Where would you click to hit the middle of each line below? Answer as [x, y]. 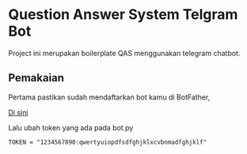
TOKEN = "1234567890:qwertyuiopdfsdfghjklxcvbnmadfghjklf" [108, 142]
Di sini [18, 112]
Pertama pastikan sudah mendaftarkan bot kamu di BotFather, [109, 97]
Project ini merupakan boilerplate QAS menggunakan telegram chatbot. [124, 53]
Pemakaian [36, 78]
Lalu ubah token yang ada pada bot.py [71, 127]
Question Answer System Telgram [123, 15]
